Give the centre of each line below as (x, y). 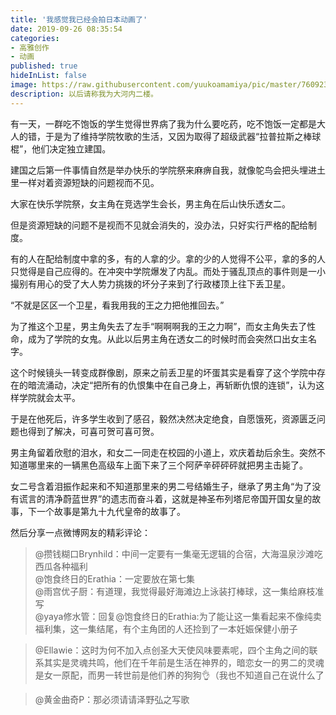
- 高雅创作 (30, 47)
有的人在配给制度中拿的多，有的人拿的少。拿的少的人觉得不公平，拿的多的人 (168, 258)
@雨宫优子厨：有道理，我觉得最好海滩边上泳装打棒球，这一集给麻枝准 (179, 591)
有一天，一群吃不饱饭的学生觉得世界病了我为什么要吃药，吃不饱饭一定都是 (163, 123)
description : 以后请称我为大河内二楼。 (84, 94)
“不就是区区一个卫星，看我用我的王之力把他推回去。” (117, 305)
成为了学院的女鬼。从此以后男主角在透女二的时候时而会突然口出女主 (167, 338)
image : (24, 85)
